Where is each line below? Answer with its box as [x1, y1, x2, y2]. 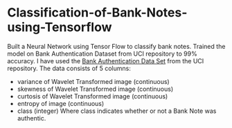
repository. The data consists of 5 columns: [7, 64, 132, 72]
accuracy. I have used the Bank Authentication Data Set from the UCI [7, 56, 204, 65]
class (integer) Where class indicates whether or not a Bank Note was [17, 107, 217, 115]
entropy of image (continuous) [17, 99, 105, 107]
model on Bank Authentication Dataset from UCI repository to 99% [7, 50, 197, 58]
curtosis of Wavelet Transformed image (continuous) [17, 92, 168, 100]
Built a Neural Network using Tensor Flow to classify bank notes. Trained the [7, 42, 226, 50]
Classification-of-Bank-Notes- [7, 5, 188, 21]
